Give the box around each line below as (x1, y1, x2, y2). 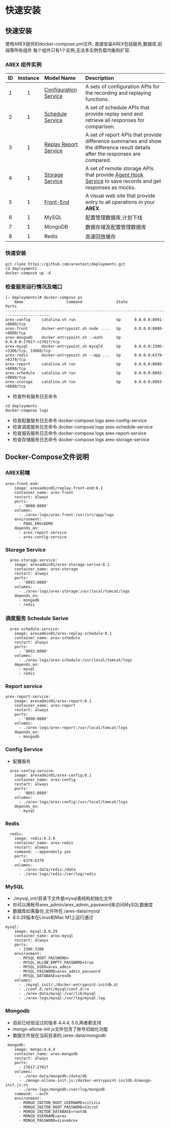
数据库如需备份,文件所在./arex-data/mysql (12, 908, 100, 914)
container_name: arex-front (14, 490, 73, 495)
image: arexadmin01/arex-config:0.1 (14, 773, 92, 778)
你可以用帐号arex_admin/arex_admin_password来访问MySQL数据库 (12, 902, 153, 908)
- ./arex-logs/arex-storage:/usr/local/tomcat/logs (18, 588, 130, 594)
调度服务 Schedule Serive (5, 615, 69, 622)
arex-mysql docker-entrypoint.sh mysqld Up (5, 344, 121, 349)
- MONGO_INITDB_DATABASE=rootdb (18, 1109, 87, 1114)
